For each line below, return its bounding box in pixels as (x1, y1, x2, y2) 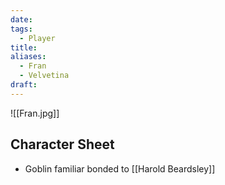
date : (10, 14, 33, 25)
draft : (10, 80, 38, 90)
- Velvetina (19, 71, 70, 81)
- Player (19, 33, 56, 43)
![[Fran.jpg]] (10, 107, 60, 119)
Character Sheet (10, 136, 115, 153)
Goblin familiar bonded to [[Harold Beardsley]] (24, 162, 216, 175)
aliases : (10, 52, 47, 62)
